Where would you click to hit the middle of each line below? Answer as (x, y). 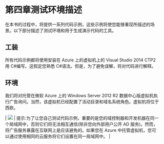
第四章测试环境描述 (44, 10)
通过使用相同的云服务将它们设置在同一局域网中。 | (60, 136)
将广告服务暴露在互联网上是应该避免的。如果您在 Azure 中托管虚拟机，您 (79, 130)
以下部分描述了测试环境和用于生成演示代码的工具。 (65, 30)
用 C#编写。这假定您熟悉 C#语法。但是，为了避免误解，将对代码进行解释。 (81, 66)
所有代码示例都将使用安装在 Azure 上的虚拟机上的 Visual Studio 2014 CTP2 (81, 60)
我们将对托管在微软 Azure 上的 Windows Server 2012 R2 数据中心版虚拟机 (79, 95)
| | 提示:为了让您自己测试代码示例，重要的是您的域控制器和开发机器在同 (80, 118)
